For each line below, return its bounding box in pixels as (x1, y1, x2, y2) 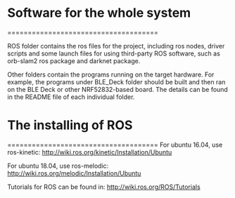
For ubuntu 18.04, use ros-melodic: (7, 161, 109, 170)
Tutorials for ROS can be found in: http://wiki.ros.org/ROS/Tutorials (7, 183, 201, 191)
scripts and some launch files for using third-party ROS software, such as (7, 49, 220, 58)
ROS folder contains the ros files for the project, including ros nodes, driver (7, 41, 225, 50)
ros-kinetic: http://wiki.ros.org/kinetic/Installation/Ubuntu (7, 147, 172, 156)
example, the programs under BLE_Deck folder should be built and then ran (7, 77, 226, 86)
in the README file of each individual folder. (7, 93, 135, 101)
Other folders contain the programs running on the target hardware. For (7, 70, 215, 79)
